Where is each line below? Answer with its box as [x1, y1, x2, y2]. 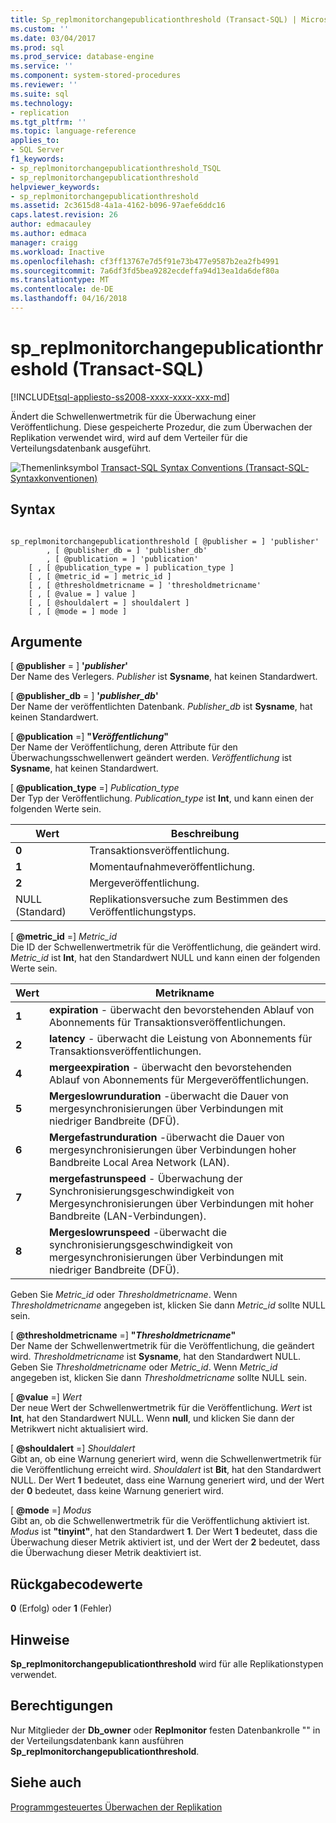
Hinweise [10, 1631, 70, 1648]
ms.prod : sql [10, 42, 65, 53]
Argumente [10, 634, 83, 651]
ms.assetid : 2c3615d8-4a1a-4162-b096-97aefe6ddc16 [10, 201, 226, 211]
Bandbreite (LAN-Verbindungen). [49, 1209, 207, 1223]
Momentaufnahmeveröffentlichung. [89, 860, 256, 874]
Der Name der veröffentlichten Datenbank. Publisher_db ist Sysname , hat [10, 701, 313, 713]
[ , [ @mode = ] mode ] [28, 606, 128, 616]
